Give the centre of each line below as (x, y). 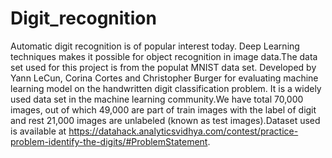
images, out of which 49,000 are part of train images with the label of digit (163, 109)
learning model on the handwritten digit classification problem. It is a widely (166, 88)
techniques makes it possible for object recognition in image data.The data (164, 56)
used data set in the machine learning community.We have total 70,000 (157, 99)
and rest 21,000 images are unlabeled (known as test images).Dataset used (165, 120)
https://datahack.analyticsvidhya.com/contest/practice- (183, 131)
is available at (38, 131)
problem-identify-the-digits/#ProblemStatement (109, 141)
